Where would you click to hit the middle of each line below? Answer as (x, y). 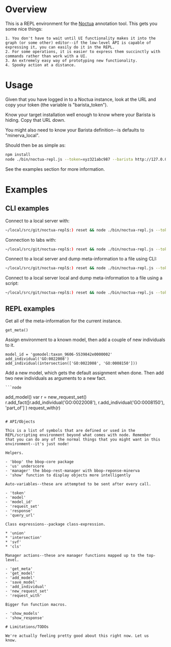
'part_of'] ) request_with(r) (33, 408)
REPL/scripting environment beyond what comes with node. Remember (78, 435)
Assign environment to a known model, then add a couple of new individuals (85, 340)
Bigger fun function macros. (36, 604)
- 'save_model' (21, 582)
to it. (10, 345)
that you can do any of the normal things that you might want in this (83, 439)
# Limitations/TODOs (27, 627)
